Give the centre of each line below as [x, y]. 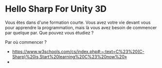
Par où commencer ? [26, 42]
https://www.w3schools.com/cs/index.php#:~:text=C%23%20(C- [78, 51]
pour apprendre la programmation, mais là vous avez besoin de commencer [81, 27]
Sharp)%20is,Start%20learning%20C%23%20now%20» [70, 56]
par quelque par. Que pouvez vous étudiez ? [49, 33]
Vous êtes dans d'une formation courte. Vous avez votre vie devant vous [78, 22]
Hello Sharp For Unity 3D [56, 9]
